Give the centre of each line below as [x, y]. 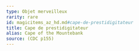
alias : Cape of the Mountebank [45, 33]
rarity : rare [22, 17]
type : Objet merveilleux [37, 11]
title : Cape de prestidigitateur [47, 28]
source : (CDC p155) [30, 39]
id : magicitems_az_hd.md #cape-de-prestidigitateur [70, 22]
